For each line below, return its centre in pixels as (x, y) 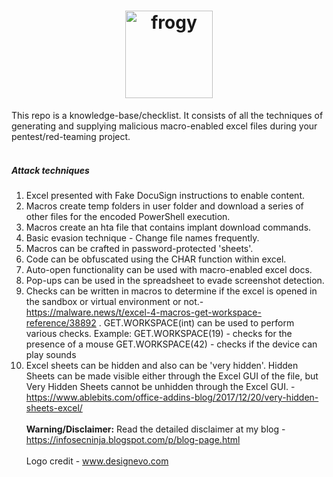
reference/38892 (61, 322)
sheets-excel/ (54, 407)
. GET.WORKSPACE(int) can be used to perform (196, 322)
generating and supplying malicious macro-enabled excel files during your (164, 126)
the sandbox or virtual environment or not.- (114, 301)
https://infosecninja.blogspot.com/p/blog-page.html (133, 439)
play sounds (51, 354)
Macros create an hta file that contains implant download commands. (168, 227)
